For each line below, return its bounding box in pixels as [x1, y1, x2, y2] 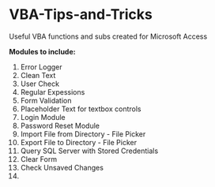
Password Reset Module [20, 121, 100, 130]
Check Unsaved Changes [20, 163, 104, 172]
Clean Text [20, 70, 56, 80]
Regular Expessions [20, 87, 85, 96]
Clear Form [20, 154, 58, 163]
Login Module [20, 112, 66, 122]
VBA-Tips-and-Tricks [9, 6, 153, 24]
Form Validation [20, 95, 72, 105]
